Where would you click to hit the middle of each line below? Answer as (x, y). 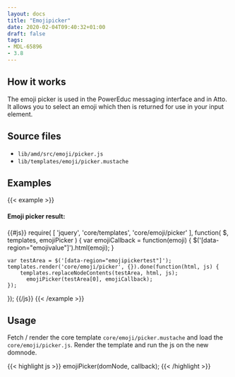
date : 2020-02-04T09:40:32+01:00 (56, 27)
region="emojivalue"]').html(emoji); (59, 248)
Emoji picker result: (36, 216)
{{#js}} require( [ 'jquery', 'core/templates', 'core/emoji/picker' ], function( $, (118, 232)
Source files (34, 136)
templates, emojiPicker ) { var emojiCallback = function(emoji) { (100, 240)
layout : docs (26, 14)
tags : (15, 40)
